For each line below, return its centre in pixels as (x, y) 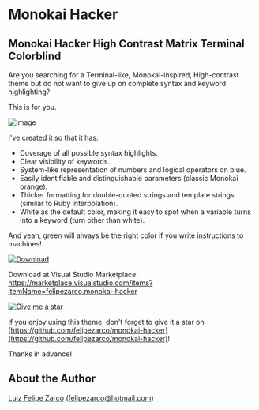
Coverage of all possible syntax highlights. (88, 153)
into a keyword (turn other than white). (82, 220)
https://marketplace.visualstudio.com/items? (81, 283)
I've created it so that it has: (53, 137)
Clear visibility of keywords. (65, 161)
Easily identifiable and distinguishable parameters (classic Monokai (129, 178)
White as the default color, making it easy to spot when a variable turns (135, 212)
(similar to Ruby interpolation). (69, 203)
